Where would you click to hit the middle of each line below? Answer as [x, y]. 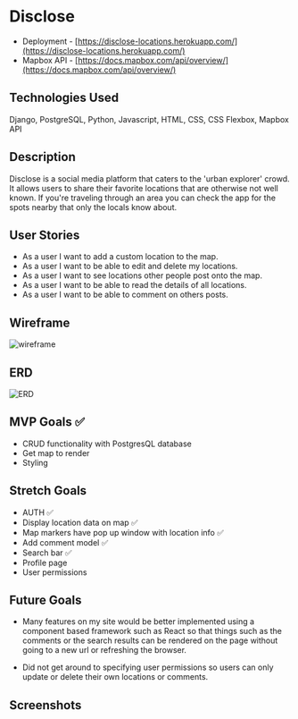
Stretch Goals [48, 491]
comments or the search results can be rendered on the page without [150, 640]
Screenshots [46, 705]
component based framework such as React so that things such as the [152, 631]
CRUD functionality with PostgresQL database [107, 444]
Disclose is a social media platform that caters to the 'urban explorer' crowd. [149, 178]
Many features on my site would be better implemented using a [138, 622]
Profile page [45, 563]
